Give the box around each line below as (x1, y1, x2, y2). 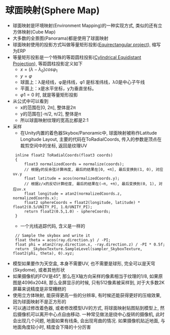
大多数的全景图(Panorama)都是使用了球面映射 (12, 35, 109, 41)
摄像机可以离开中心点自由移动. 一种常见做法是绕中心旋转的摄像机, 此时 (17, 311, 165, 317)
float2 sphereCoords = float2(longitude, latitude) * (24, 200, 141, 205)
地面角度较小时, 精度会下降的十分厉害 (12, 324, 91, 330)
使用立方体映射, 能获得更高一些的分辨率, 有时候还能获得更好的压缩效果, (12, 292, 161, 298)
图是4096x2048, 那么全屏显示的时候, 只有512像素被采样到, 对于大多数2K (12, 279, 165, 285)
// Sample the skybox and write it (15, 233, 90, 238)
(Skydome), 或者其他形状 (12, 266, 65, 272)
